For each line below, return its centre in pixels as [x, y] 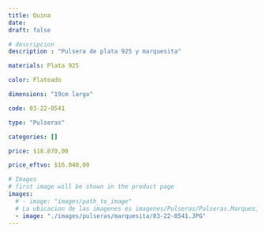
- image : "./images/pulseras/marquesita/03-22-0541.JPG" [111, 216]
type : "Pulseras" [37, 123]
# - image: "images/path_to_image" [74, 201]
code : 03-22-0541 [37, 108]
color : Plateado [35, 80]
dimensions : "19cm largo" [50, 94]
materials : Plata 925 [44, 66]
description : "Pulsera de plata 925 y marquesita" [95, 52]
